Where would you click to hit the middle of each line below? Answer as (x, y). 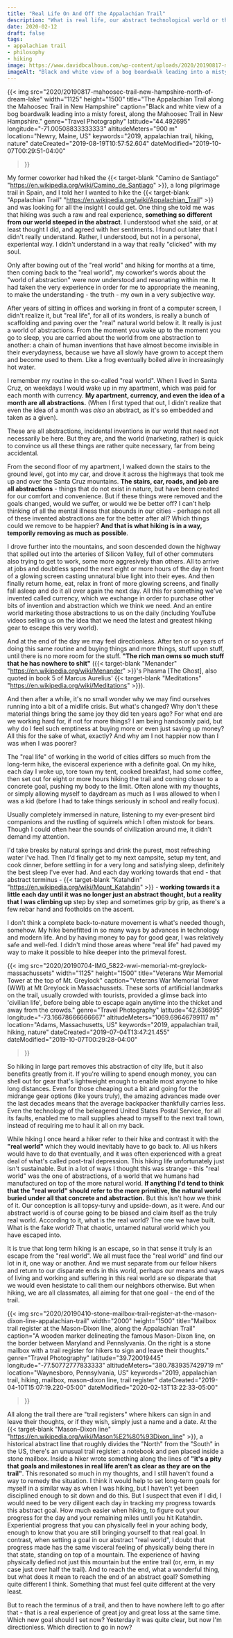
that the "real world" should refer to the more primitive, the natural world (114, 1190)
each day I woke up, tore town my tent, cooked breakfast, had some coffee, (115, 771)
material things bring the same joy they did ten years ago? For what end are (115, 714)
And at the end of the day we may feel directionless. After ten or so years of (115, 641)
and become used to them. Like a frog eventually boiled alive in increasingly (115, 359)
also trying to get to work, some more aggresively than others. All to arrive (113, 561)
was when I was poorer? (42, 743)
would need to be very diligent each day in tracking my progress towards (112, 1502)
